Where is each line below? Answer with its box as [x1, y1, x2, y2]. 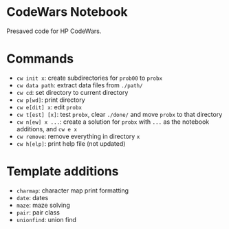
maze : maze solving [16, 201, 70, 209]
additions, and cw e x [16, 124, 77, 133]
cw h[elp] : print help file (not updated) [16, 139, 126, 148]
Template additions [6, 164, 119, 179]
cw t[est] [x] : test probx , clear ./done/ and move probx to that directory [16, 110, 223, 118]
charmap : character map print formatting [16, 186, 129, 195]
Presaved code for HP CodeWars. [6, 27, 102, 35]
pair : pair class [16, 208, 60, 217]
